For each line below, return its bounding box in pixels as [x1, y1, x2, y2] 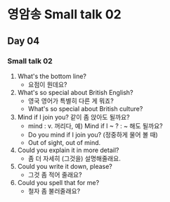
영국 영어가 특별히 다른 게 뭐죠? [27, 96, 114, 105]
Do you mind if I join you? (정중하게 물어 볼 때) [27, 130, 158, 139]
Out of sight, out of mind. [27, 138, 101, 146]
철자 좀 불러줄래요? [27, 187, 81, 195]
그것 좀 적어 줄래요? [27, 170, 82, 179]
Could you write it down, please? [17, 162, 112, 170]
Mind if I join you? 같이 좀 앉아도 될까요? [17, 113, 130, 121]
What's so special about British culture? [27, 104, 143, 113]
